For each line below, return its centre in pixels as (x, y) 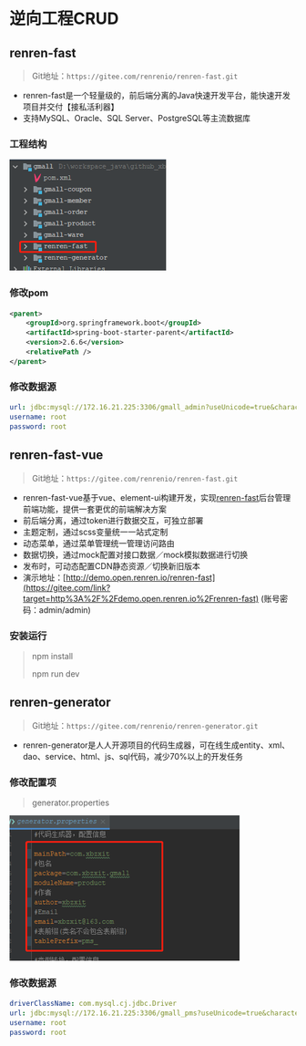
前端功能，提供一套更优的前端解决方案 (94, 509)
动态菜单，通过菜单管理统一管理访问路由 (98, 543)
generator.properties (71, 803)
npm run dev (56, 673)
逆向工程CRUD (64, 19)
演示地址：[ (44, 577)
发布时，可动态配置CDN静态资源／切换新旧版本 (111, 565)
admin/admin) (65, 610)
